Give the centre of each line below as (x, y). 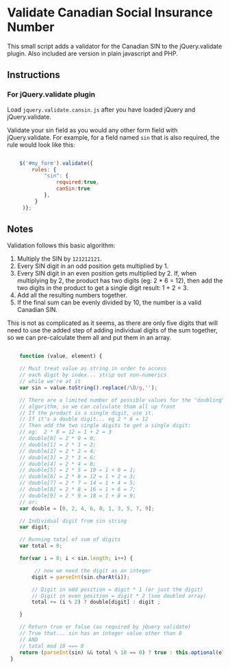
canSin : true (73, 189)
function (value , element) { (61, 356)
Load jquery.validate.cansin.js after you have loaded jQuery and (101, 109)
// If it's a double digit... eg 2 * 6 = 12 (84, 419)
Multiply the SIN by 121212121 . (59, 259)
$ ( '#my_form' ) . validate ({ (56, 163)
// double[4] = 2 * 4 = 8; (58, 464)
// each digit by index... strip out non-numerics (93, 375)
